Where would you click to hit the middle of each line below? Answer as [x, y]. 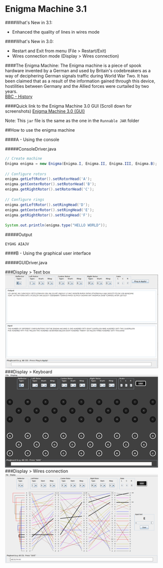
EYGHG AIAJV [17, 244]
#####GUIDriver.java [26, 263]
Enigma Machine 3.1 [46, 9]
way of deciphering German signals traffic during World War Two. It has [77, 76]
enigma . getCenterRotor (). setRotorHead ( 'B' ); [51, 184]
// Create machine [24, 158]
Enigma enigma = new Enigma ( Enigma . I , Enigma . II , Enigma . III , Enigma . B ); [81, 164]
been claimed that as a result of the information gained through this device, [80, 81]
